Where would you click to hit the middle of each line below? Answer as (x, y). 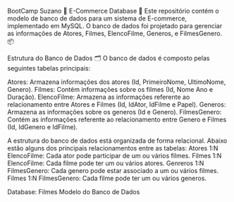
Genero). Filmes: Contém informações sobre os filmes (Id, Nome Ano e (110, 89)
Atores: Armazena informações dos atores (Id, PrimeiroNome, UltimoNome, (117, 82)
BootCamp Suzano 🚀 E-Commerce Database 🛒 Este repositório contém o (113, 11)
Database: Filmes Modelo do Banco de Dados (74, 192)
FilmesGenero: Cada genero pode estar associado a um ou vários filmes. (113, 171)
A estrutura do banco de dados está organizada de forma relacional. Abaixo (117, 141)
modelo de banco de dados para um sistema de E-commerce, (97, 18)
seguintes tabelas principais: (49, 68)
